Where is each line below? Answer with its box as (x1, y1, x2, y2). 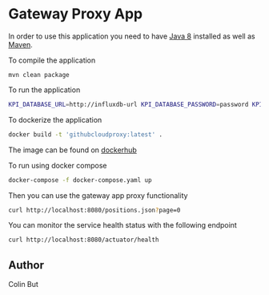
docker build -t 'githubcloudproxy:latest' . (8, 130, 163, 139)
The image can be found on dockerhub (8, 145, 138, 155)
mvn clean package (8, 71, 70, 79)
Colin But (8, 280, 38, 289)
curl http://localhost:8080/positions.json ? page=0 (8, 206, 181, 214)
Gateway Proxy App (8, 5, 143, 23)
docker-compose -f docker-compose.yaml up (8, 176, 152, 184)
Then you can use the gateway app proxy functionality (8, 190, 188, 200)
